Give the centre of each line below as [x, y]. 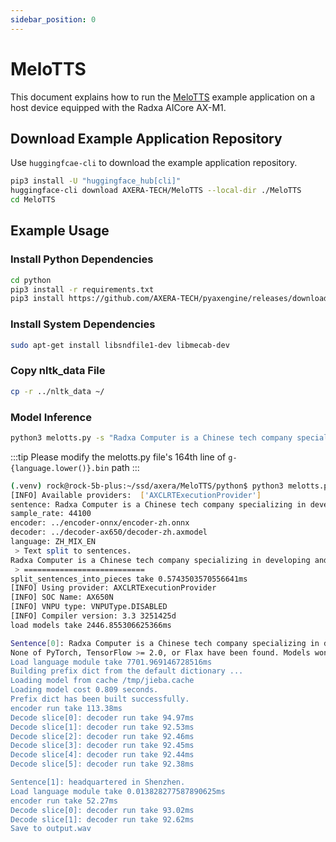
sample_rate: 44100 [51, 514]
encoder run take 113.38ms [66, 708]
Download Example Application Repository [146, 138]
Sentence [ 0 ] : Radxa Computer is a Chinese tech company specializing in [165, 643]
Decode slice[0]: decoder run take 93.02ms [102, 810]
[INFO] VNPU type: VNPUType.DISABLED [89, 607]
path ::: [125, 467]
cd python [31, 280]
